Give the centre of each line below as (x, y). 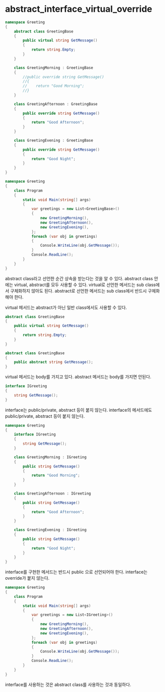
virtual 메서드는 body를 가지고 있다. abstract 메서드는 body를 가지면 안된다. (78, 377)
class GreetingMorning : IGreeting (50, 457)
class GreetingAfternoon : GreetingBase (56, 104)
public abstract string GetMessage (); (54, 362)
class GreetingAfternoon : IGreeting (53, 494)
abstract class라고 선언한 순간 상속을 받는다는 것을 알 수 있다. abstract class (79, 278)
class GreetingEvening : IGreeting (50, 530)
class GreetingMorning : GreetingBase (54, 67)
